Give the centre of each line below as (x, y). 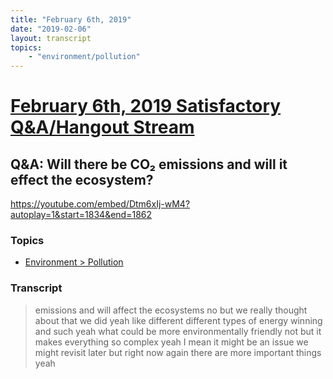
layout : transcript (51, 38)
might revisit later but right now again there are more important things (178, 352)
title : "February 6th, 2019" (71, 19)
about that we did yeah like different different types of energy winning (178, 320)
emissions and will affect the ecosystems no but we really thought (171, 310)
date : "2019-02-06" (51, 29)
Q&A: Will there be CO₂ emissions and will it (149, 164)
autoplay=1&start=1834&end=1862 (81, 215)
